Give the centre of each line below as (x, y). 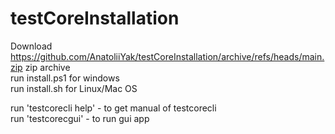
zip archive (47, 67)
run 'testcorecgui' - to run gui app (80, 118)
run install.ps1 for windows (65, 78)
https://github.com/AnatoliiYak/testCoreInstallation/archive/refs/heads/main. (167, 56)
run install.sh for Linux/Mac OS (74, 88)
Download (31, 46)
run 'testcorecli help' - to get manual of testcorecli (113, 108)
